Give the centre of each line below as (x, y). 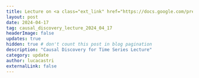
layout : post (22, 17)
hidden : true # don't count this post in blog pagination (79, 45)
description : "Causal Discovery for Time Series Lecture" (79, 50)
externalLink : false (32, 66)
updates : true (24, 39)
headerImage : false (30, 33)
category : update (28, 55)
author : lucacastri (30, 60)
